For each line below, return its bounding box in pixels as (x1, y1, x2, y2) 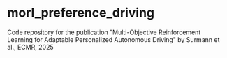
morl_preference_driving (7, 5, 155, 21)
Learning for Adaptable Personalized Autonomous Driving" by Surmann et (7, 35, 220, 43)
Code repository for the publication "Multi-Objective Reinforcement (7, 28, 201, 36)
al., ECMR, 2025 (7, 43, 54, 51)
